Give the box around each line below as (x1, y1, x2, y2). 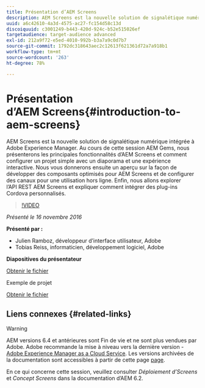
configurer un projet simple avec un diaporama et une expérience (6, 157, 171, 165)
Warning (6, 325, 27, 332)
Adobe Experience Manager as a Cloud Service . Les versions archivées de (6, 350, 194, 357)
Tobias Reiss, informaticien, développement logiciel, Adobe (15, 244, 165, 251)
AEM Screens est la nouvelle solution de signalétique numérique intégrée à (6, 138, 195, 145)
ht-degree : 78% (6, 60, 45, 66)
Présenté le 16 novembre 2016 (6, 213, 82, 221)
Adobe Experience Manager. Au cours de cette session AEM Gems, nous (6, 144, 190, 152)
